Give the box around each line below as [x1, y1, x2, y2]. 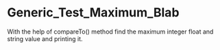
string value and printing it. [7, 34, 84, 42]
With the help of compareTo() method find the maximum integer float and [7, 27, 214, 36]
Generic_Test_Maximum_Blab [7, 5, 180, 21]
